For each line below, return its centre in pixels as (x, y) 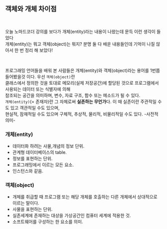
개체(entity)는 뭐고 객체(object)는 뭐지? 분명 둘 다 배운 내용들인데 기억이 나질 (80, 44)
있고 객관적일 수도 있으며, (35, 108)
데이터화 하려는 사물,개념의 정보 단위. (48, 146)
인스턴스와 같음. (28, 171)
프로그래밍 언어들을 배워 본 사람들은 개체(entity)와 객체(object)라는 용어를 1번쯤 (83, 70)
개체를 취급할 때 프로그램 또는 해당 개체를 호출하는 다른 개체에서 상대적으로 (85, 197)
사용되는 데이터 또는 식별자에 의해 (38, 89)
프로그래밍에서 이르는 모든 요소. (43, 165)
